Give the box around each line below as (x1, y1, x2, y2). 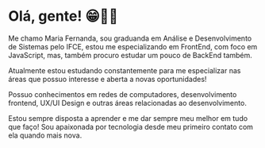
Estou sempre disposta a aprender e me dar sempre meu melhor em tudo (8, 113, 248, 123)
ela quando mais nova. (8, 130, 83, 140)
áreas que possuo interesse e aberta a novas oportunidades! (8, 74, 207, 84)
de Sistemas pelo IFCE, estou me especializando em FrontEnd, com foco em (8, 41, 258, 51)
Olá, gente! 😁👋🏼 (8, 7, 119, 25)
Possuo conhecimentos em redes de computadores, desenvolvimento (8, 89, 237, 99)
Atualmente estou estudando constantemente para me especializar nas (8, 65, 241, 75)
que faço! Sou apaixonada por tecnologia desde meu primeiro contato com (8, 122, 254, 131)
